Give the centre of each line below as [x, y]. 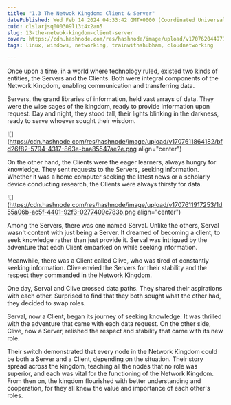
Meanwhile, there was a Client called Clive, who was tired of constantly [108, 261]
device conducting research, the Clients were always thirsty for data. [105, 184]
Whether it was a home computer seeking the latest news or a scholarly [109, 177]
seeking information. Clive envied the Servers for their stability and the [107, 268]
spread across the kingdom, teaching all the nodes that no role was [102, 366]
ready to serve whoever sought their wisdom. [71, 121]
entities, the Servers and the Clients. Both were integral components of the [113, 78]
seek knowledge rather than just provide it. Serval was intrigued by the [107, 240]
